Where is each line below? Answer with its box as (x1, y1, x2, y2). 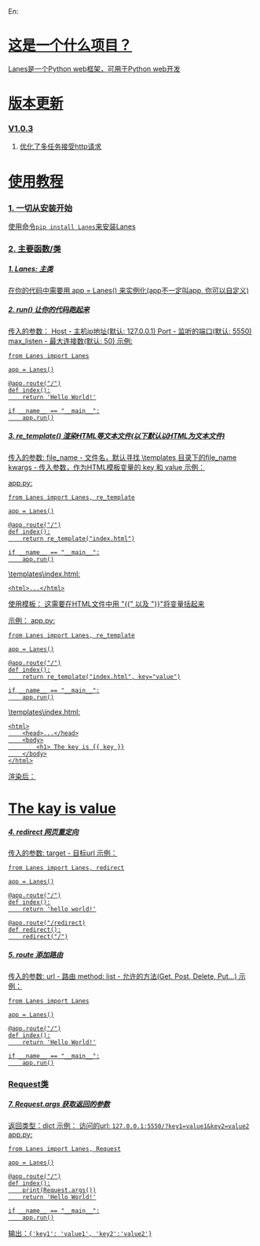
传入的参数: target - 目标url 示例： (8, 848, 118, 858)
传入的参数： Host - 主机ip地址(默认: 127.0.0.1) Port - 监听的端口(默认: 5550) (8, 326, 252, 336)
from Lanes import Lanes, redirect (8, 864, 125, 872)
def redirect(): (8, 925, 61, 934)
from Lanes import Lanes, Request (8, 1145, 122, 1152)
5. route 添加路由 (8, 950, 64, 960)
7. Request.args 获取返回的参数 (8, 1100, 110, 1109)
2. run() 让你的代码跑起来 (8, 305, 90, 314)
